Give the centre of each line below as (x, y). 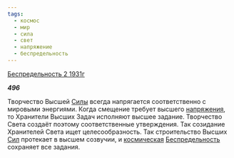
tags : (15, 14)
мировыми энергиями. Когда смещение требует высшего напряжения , (117, 109)
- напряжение (33, 47)
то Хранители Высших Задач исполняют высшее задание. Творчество (115, 116)
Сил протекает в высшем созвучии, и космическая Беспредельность (114, 139)
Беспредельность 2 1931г (46, 74)
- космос (27, 21)
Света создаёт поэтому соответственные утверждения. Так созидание (116, 124)
